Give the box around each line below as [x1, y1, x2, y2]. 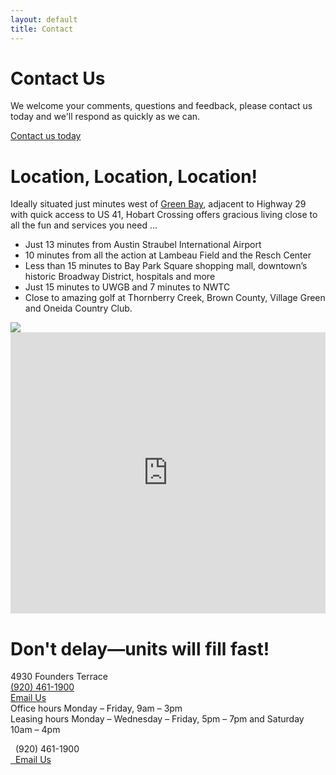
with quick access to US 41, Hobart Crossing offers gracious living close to [10, 209, 318, 221]
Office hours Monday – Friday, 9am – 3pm [10, 702, 183, 715]
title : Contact [10, 24, 74, 34]
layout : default [10, 14, 78, 25]
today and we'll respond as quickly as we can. [10, 111, 201, 123]
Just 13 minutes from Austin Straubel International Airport [24, 239, 262, 251]
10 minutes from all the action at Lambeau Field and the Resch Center [24, 249, 312, 261]
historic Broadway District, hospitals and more [24, 271, 216, 283]
